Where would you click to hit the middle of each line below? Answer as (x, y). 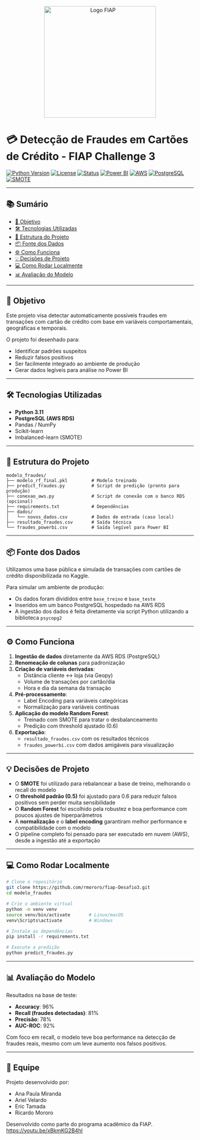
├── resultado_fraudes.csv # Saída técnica (69, 522)
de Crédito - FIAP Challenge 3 (81, 156)
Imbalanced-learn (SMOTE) (48, 437)
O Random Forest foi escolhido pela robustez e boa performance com (101, 809)
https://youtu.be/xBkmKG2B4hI (45, 1130)
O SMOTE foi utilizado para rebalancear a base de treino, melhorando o (102, 783)
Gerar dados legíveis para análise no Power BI (71, 370)
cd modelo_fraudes (29, 893)
